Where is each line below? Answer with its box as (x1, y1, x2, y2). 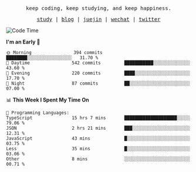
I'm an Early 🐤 (6, 38, 40, 45)
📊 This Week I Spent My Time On (6, 96, 89, 103)
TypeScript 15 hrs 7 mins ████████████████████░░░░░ (6, 115, 191, 121)
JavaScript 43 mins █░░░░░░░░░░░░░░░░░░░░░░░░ (6, 136, 191, 141)
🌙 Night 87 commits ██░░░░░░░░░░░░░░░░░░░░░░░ (6, 80, 191, 86)
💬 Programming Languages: (6, 110, 69, 116)
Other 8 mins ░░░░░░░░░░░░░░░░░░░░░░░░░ (6, 156, 191, 162)
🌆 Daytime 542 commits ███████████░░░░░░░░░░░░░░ (6, 60, 191, 66)
